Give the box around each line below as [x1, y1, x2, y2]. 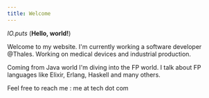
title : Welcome [7, 10, 51, 17]
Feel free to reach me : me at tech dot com [7, 84, 129, 92]
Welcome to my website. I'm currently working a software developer [7, 42, 202, 50]
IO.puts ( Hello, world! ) [7, 29, 71, 37]
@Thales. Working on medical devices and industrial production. [7, 50, 192, 58]
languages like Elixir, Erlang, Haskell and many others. [7, 70, 161, 79]
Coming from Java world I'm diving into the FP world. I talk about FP [7, 63, 201, 71]
